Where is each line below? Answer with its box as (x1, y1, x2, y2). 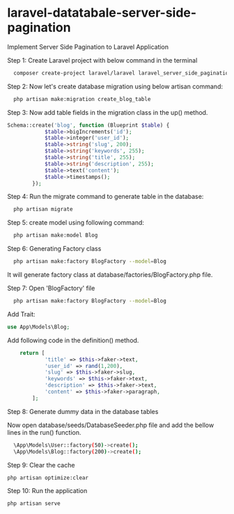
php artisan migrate (13, 206, 73, 213)
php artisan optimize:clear (7, 474, 89, 481)
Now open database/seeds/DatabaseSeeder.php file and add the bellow (7, 421, 214, 429)
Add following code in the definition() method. (7, 336, 139, 344)
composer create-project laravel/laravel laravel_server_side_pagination (13, 70, 232, 77)
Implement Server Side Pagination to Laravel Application (7, 42, 169, 51)
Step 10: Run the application (7, 487, 88, 495)
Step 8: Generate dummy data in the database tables (7, 407, 159, 415)
